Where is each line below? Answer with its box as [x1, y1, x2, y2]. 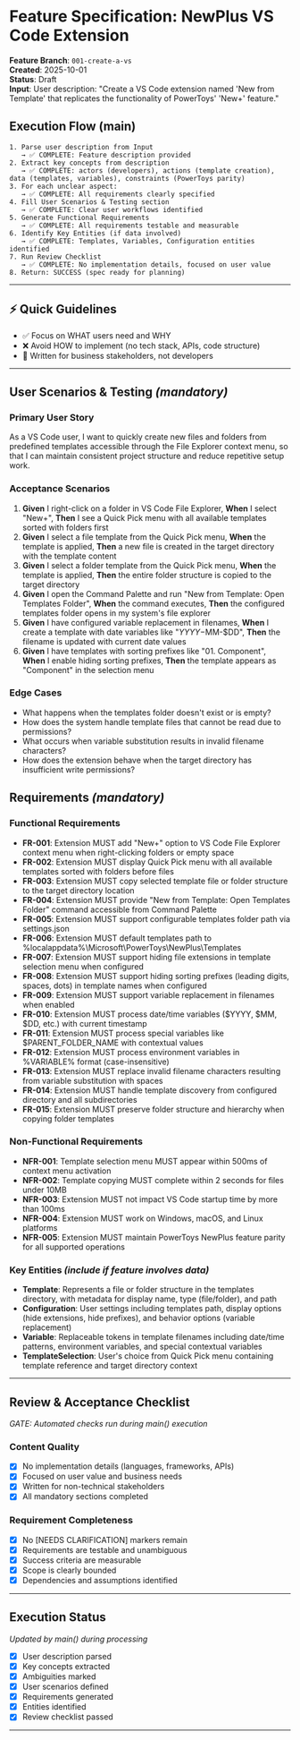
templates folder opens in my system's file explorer [21, 607, 212, 618]
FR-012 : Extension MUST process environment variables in [21, 1046, 240, 1057]
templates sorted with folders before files [21, 866, 174, 876]
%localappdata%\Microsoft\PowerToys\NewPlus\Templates [21, 942, 242, 952]
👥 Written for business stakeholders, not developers [21, 350, 214, 361]
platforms [21, 1222, 58, 1232]
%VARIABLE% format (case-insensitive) [21, 1056, 170, 1067]
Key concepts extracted [21, 1660, 111, 1671]
